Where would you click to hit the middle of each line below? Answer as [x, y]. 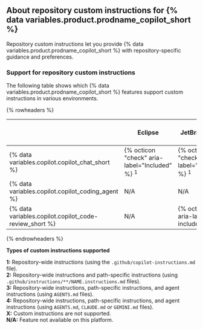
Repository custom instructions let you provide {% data [75, 44]
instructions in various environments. [52, 98]
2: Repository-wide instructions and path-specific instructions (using [92, 275]
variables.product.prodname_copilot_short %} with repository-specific [94, 50]
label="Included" [148, 165]
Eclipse [148, 133]
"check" [136, 158]
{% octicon [140, 150]
